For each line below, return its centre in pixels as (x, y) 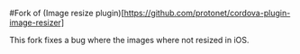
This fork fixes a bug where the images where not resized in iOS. (129, 40)
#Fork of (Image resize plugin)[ (67, 13)
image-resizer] (37, 22)
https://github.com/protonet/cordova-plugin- (207, 13)
